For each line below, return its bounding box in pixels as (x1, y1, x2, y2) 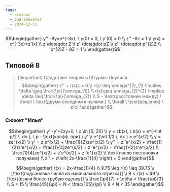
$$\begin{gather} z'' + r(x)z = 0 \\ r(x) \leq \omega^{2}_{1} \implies (22, 82, 161, 89)
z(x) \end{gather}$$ (70, 104, 113, 110)
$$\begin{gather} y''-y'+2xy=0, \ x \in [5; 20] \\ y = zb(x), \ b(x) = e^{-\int (9, 128, 162, 135)
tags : (5, 7, 17, 13)
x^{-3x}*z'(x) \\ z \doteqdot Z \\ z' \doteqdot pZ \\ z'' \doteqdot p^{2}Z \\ (9, 41, 161, 47)
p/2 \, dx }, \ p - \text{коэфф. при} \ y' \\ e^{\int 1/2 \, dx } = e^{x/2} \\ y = (9, 134, 161, 140)
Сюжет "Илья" (5, 116, 44, 123)
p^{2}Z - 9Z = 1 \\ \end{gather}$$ (50, 46, 120, 52)
